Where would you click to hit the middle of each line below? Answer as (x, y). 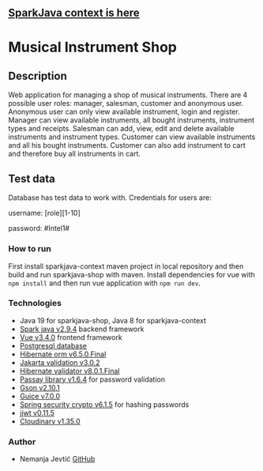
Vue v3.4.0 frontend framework (71, 337)
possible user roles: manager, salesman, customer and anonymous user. (126, 104)
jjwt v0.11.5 (37, 413)
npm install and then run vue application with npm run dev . (105, 283)
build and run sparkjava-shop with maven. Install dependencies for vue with (131, 274)
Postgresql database (53, 345)
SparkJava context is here (74, 13)
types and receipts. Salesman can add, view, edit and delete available (121, 129)
